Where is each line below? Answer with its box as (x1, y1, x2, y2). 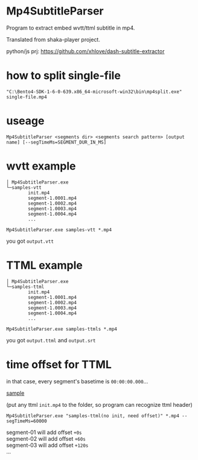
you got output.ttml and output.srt (6, 336, 96, 343)
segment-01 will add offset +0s (6, 429, 83, 436)
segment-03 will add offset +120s (6, 441, 89, 449)
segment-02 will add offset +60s (6, 435, 86, 442)
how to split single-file (6, 69, 121, 83)
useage (6, 114, 45, 128)
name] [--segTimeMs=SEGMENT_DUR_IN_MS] (6, 139, 107, 145)
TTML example (6, 258, 83, 272)
